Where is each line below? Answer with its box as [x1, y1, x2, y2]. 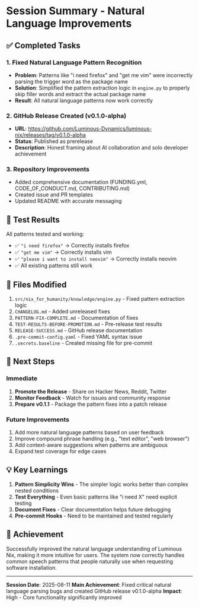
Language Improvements [6, 17, 132, 30]
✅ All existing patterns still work [14, 262, 93, 269]
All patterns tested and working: [6, 230, 85, 238]
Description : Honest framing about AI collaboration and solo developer [14, 144, 188, 151]
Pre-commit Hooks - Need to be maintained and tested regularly [14, 512, 174, 519]
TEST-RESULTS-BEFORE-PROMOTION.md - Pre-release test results [14, 320, 162, 328]
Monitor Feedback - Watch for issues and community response [14, 394, 171, 401]
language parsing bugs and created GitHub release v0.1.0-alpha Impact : [6, 587, 182, 595]
